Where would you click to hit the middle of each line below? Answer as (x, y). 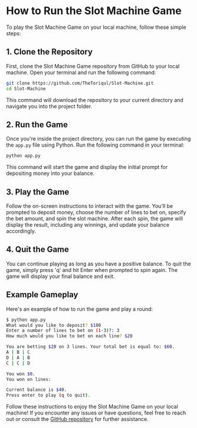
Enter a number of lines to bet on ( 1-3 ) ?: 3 (63, 331)
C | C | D (18, 363)
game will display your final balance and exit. (60, 276)
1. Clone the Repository (49, 52)
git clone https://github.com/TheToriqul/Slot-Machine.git (80, 83)
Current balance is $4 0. (36, 390)
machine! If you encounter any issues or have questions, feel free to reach (96, 413)
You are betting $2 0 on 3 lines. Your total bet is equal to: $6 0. (91, 347)
